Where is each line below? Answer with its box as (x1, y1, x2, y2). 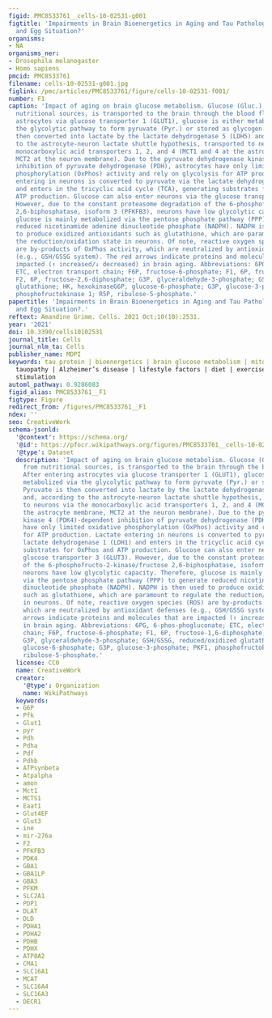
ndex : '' (8, 410, 38, 419)
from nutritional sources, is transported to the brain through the (23, 463, 259, 472)
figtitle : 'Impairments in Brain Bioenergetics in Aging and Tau (8, 19, 233, 28)
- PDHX (15, 944, 38, 953)
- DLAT (15, 907, 38, 915)
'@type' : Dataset (15, 448, 74, 456)
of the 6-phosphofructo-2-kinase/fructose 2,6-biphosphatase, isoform (23, 561, 266, 569)
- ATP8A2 (15, 952, 45, 961)
